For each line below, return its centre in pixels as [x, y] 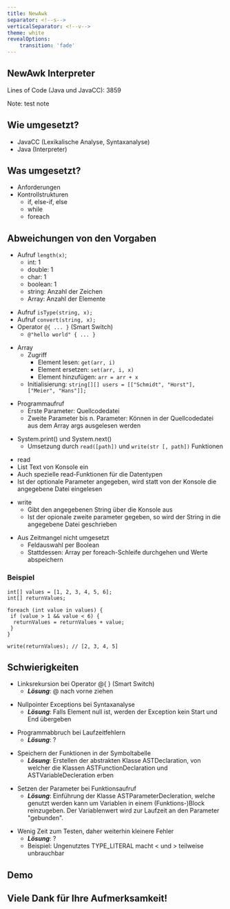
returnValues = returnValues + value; [69, 622]
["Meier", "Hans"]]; [57, 391]
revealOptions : [29, 39]
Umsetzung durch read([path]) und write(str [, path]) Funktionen [125, 446]
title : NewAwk [28, 13]
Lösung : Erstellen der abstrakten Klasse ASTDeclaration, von [114, 761]
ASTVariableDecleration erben [70, 775]
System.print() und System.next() [64, 439]
